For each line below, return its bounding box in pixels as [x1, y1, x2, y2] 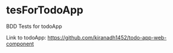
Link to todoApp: [6, 34, 47, 41]
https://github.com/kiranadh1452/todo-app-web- [47, 34, 167, 41]
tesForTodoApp [6, 3, 84, 17]
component [6, 40, 34, 47]
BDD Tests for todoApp [6, 23, 63, 30]
